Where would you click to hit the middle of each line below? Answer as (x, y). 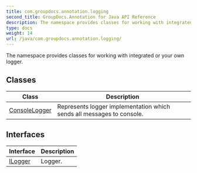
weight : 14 (19, 33)
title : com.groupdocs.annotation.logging (57, 11)
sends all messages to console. (100, 114)
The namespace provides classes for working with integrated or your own (95, 55)
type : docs (19, 28)
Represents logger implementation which (114, 106)
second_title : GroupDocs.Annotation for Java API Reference (81, 17)
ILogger (20, 161)
